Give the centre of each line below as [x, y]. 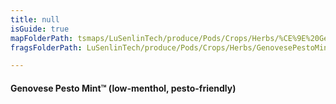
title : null [35, 19]
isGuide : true [40, 29]
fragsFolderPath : [46, 47]
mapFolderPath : [42, 38]
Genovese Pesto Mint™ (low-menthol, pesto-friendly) [123, 88]
